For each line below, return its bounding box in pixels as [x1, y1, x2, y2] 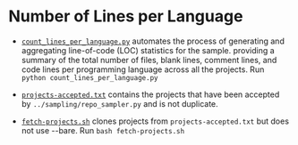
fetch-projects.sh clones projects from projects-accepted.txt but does [21, 116, 290, 126]
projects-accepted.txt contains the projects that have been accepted [21, 89, 280, 100]
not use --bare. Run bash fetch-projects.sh [21, 125, 185, 135]
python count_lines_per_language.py [21, 73, 158, 82]
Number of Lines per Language [8, 6, 243, 27]
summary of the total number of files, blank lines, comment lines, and [21, 54, 277, 65]
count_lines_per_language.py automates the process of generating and [21, 36, 285, 46]
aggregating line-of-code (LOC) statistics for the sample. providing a [21, 44, 275, 55]
